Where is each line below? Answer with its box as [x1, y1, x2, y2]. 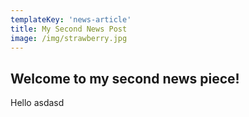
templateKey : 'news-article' [10, 14, 132, 25]
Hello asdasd [10, 97, 65, 109]
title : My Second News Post [10, 24, 128, 34]
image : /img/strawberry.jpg [10, 33, 128, 43]
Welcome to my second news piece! [10, 70, 240, 87]
